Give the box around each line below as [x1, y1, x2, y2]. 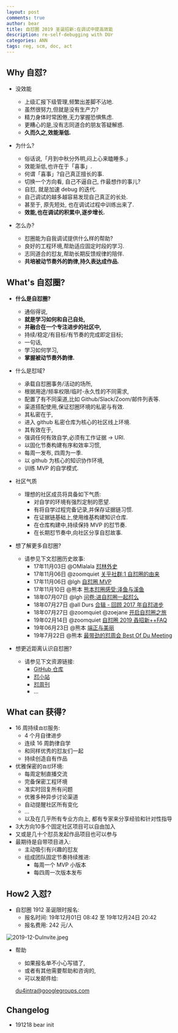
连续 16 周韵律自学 [24, 740, 71, 747]
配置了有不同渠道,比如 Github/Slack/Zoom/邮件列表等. [24, 395, 161, 403]
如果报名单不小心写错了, [24, 959, 86, 967]
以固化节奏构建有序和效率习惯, [24, 441, 102, 449]
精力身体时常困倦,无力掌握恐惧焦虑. [24, 113, 114, 120]
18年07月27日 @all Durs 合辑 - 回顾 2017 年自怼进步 [33, 601, 164, 608]
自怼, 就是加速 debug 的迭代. [24, 185, 97, 193]
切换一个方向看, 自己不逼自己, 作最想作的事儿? [24, 177, 141, 185]
